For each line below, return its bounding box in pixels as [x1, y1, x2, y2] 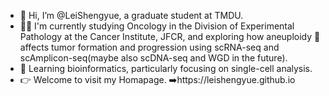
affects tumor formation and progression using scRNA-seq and [19, 41, 280, 53]
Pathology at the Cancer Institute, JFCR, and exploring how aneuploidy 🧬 [19, 31, 321, 42]
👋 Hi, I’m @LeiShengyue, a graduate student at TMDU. [19, 10, 244, 21]
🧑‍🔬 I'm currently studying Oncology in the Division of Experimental [19, 20, 295, 32]
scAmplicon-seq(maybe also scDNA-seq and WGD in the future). [19, 52, 288, 64]
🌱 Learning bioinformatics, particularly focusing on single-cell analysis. [19, 63, 313, 74]
